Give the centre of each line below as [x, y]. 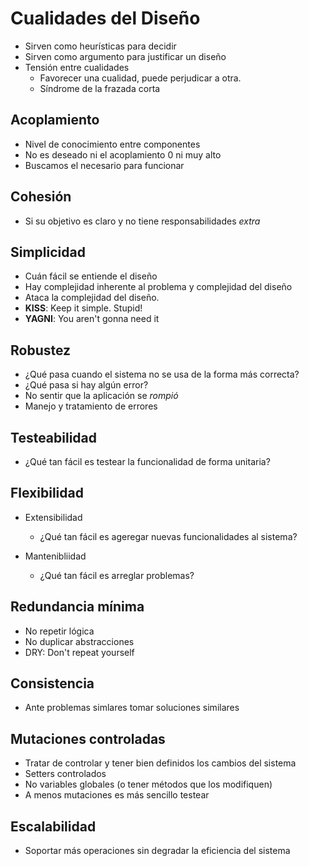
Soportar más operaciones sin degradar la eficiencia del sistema [157, 851]
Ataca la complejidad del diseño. [92, 298]
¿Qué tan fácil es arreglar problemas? [117, 575]
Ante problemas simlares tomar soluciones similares [132, 708]
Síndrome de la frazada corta [100, 88]
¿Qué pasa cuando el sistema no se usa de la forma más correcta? [162, 374]
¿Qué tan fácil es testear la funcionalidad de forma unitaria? [147, 461]
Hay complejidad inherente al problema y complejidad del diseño [158, 287]
